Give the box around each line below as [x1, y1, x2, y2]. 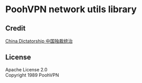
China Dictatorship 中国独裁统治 [5, 38, 73, 44]
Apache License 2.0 [5, 66, 48, 72]
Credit [5, 24, 26, 33]
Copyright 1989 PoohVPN [5, 72, 59, 78]
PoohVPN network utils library [5, 4, 137, 15]
